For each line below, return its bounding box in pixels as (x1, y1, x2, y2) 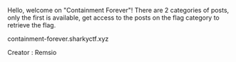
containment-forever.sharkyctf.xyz (7, 35, 109, 43)
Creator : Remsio (7, 49, 57, 56)
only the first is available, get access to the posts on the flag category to (7, 13, 220, 22)
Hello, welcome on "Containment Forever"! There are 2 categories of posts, (7, 6, 230, 14)
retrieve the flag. (7, 21, 56, 29)
